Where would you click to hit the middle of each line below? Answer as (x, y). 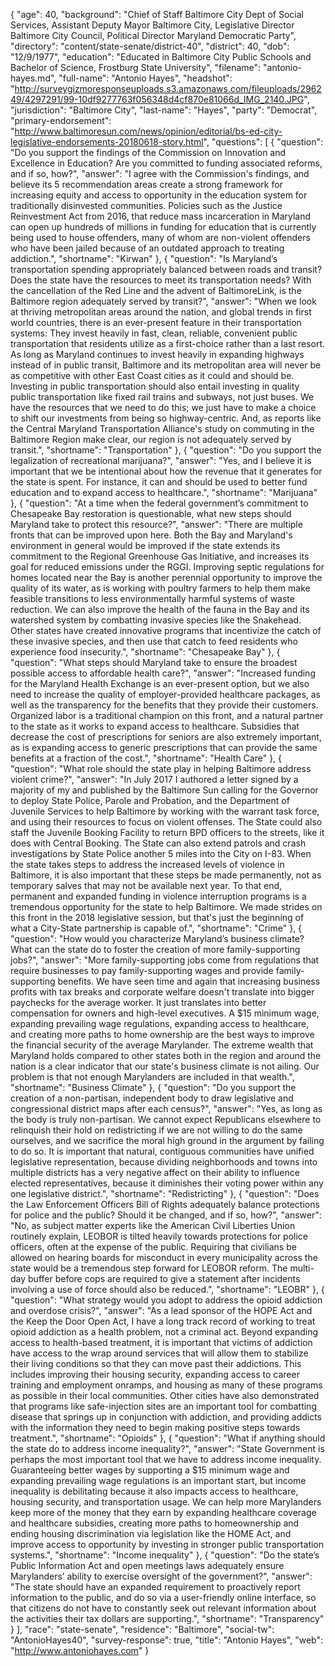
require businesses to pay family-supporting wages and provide (142, 970)
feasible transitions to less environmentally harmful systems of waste (152, 598)
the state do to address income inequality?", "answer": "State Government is (167, 1448)
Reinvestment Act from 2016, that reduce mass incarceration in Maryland (161, 216)
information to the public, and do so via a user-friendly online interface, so (163, 1597)
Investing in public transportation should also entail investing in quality (155, 386)
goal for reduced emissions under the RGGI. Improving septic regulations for (167, 567)
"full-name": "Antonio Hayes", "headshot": (145, 78)
